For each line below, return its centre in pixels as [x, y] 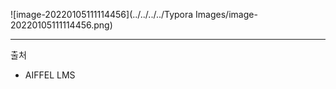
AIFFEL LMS [50, 75]
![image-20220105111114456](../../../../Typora [102, 14]
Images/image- [226, 14]
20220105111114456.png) [61, 25]
